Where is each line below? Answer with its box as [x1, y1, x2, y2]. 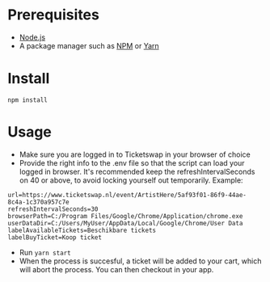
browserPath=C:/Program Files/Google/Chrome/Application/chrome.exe [7, 212, 243, 220]
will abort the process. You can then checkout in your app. [19, 264, 214, 274]
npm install [7, 95, 48, 104]
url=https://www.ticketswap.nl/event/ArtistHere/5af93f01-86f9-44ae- [7, 191, 247, 199]
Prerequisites [7, 6, 100, 24]
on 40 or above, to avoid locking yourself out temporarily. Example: [19, 175, 243, 185]
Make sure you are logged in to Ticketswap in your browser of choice [19, 149, 251, 159]
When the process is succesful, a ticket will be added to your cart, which [19, 256, 262, 266]
